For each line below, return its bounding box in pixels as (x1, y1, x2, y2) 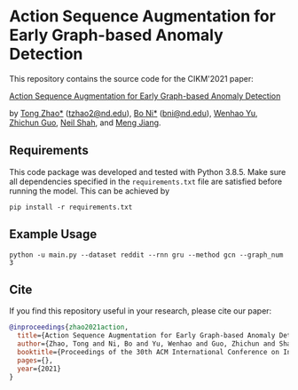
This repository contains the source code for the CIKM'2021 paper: (9, 73, 255, 84)
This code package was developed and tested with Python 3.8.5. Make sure (9, 166, 286, 177)
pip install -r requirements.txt (9, 203, 133, 211)
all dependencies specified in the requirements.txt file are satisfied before (9, 176, 283, 187)
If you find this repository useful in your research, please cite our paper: (9, 306, 272, 316)
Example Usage (9, 227, 98, 242)
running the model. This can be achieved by (9, 185, 170, 196)
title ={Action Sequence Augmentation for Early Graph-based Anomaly (17, 331, 276, 340)
